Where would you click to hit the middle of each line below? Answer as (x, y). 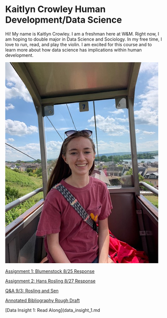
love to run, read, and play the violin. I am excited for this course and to (78, 44)
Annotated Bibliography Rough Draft (43, 300)
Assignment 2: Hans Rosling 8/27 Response (50, 281)
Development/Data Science (63, 20)
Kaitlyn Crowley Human (55, 9)
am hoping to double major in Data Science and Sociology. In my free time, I (83, 39)
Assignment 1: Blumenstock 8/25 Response (50, 271)
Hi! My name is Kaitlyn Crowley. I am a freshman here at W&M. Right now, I (82, 34)
